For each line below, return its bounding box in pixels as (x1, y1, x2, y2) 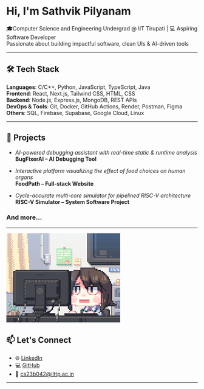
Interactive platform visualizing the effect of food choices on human (15, 167, 186, 174)
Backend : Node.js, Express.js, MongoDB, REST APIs (6, 96, 137, 103)
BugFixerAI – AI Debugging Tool (15, 155, 97, 163)
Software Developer (6, 33, 56, 41)
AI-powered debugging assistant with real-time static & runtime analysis (15, 149, 197, 156)
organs (15, 173, 33, 181)
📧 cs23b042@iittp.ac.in (15, 370, 75, 377)
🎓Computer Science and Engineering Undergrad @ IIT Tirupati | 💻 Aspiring (6, 24, 198, 32)
